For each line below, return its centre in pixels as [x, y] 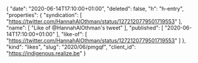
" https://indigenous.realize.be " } [46, 53]
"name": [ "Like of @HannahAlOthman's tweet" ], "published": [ [85, 28]
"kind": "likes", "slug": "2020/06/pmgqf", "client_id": [71, 47]
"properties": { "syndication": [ [44, 15]
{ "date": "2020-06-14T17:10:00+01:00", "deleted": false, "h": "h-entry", [95, 9]
